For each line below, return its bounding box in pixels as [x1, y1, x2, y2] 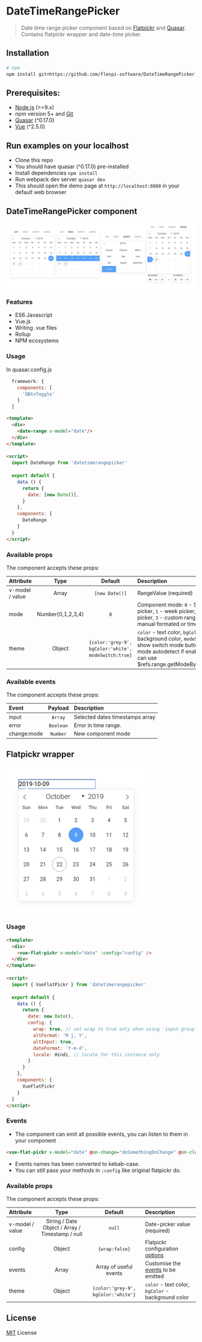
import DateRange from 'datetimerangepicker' [11, 460, 128, 466]
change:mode [8, 730, 43, 737]
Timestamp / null [41, 1230, 83, 1237]
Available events [6, 677, 56, 685]
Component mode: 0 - [137, 601, 192, 608]
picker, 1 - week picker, [137, 607, 197, 614]
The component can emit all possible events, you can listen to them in [14, 1130, 188, 1138]
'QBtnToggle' [22, 391, 55, 397]
